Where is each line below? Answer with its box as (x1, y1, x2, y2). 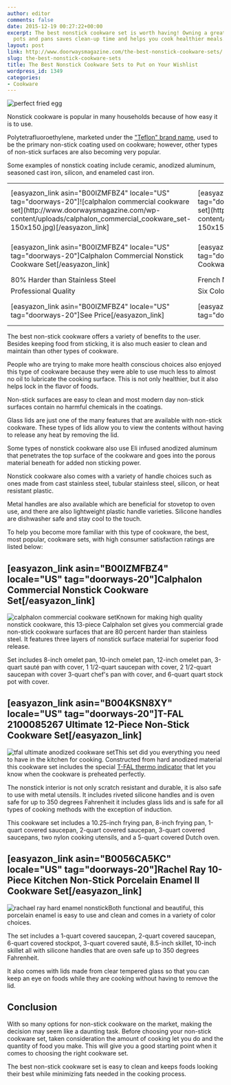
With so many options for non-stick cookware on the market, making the (7, 1020, 212, 1028)
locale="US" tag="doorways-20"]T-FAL (7, 708, 184, 720)
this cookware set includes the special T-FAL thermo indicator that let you (7, 762, 216, 771)
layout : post (7, 42, 45, 49)
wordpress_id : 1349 (7, 67, 63, 74)
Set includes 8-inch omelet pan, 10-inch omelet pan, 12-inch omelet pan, (7, 656, 213, 664)
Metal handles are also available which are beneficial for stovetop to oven (7, 500, 215, 508)
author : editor (7, 10, 51, 17)
